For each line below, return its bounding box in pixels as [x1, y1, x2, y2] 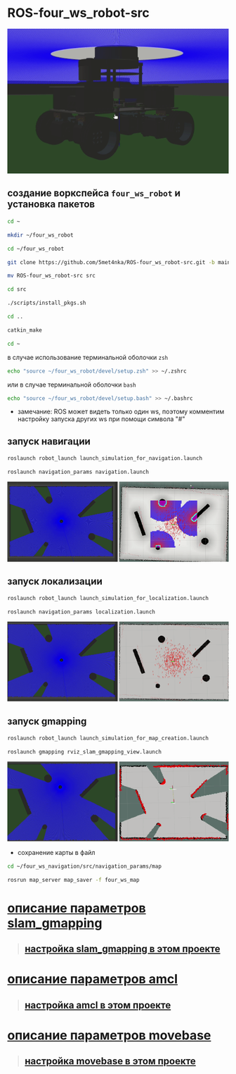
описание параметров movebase [7, 1027, 211, 1043]
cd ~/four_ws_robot [7, 245, 65, 252]
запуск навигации [7, 435, 91, 447]
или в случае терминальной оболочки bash [7, 380, 136, 389]
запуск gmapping [7, 715, 87, 727]
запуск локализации [7, 575, 103, 587]
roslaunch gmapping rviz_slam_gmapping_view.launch [7, 748, 162, 755]
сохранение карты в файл [17, 848, 96, 856]
